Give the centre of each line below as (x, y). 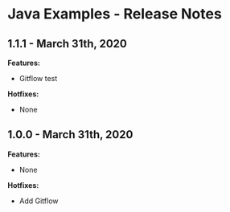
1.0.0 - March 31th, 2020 (70, 135)
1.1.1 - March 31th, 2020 (68, 44)
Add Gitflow (39, 201)
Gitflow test (38, 78)
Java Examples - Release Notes (115, 14)
